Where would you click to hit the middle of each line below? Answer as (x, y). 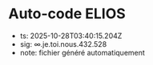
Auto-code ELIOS (67, 14)
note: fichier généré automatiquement (83, 52)
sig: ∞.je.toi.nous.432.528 (63, 44)
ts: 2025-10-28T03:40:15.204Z (71, 36)
